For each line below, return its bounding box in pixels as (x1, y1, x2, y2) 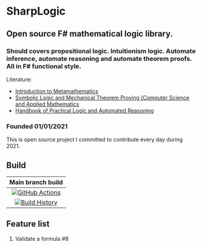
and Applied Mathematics (15, 100, 79, 108)
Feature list (6, 219, 50, 229)
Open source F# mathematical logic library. (6, 29, 173, 39)
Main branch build (9, 178, 63, 186)
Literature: (6, 75, 32, 83)
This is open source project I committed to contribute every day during (6, 136, 183, 144)
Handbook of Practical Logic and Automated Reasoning (15, 106, 154, 114)
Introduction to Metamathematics (15, 87, 98, 95)
